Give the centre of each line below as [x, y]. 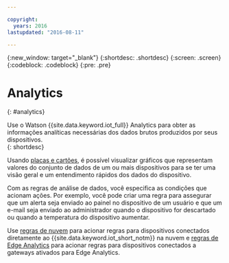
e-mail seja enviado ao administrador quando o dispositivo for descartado [111, 210]
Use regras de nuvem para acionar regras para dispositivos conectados [108, 231]
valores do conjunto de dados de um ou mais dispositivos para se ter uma [111, 168]
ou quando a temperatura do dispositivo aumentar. [79, 218]
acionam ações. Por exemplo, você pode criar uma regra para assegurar [109, 196]
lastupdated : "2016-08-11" [46, 32]
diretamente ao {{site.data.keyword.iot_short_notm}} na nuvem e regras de [113, 238]
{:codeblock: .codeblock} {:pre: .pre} [59, 65]
